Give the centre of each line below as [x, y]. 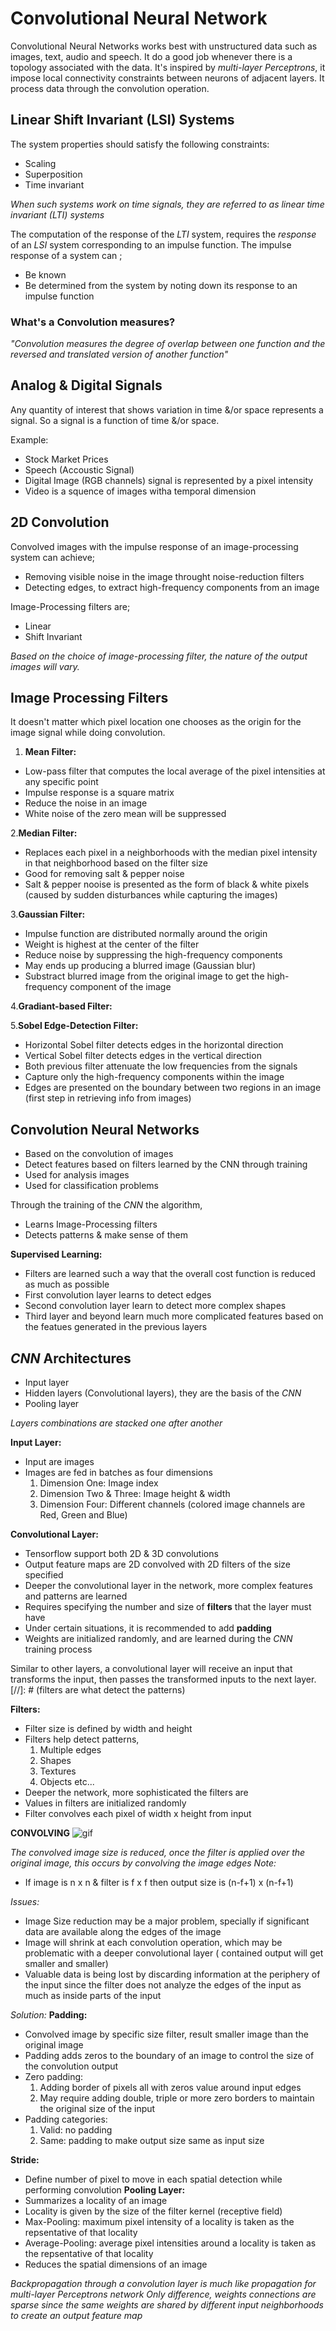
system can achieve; [53, 557]
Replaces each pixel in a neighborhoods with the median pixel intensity [171, 853]
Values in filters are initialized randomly [105, 1803]
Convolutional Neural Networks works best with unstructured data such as [164, 46]
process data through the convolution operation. [110, 88]
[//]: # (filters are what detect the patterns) [98, 1690]
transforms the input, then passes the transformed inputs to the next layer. [163, 1679]
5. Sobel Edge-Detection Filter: [74, 1026]
